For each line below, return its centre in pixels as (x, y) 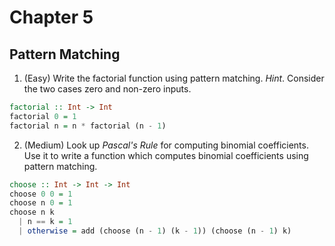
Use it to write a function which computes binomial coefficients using (166, 155)
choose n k (32, 212)
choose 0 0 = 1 (41, 194)
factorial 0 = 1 (43, 116)
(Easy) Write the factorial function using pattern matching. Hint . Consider (174, 78)
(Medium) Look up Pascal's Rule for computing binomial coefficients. (166, 145)
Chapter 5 (51, 17)
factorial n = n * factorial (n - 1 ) (88, 126)
